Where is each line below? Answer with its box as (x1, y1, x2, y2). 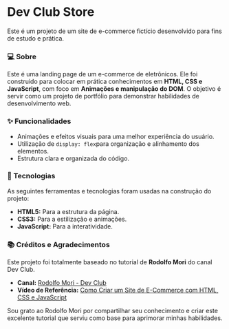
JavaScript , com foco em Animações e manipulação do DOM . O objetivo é (7, 85, 221, 93)
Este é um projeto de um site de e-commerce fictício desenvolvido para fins (7, 27, 222, 35)
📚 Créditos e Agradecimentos (7, 240, 110, 249)
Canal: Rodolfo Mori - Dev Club (17, 279, 107, 287)
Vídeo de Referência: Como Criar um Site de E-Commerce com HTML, (17, 286, 219, 295)
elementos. (17, 147, 50, 155)
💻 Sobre (7, 52, 36, 61)
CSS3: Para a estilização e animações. (17, 215, 127, 223)
